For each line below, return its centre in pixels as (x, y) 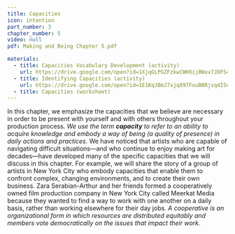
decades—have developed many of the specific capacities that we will (109, 156)
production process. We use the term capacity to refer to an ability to (108, 126)
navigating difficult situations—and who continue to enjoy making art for (111, 149)
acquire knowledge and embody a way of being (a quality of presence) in (114, 134)
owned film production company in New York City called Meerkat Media (111, 193)
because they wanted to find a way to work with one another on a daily (109, 201)
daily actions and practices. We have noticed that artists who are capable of (117, 142)
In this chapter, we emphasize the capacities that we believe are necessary (115, 111)
